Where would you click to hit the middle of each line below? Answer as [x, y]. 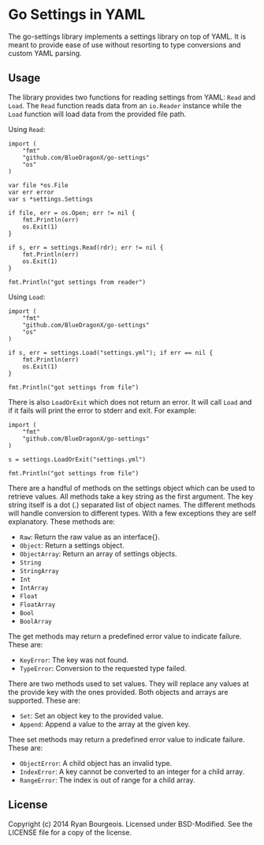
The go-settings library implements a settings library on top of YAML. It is [127, 36]
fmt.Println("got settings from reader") [77, 282]
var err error [32, 192]
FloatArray [37, 605]
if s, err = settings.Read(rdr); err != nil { [86, 247]
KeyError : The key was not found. [74, 660]
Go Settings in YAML [77, 15]
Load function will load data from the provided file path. [97, 114]
